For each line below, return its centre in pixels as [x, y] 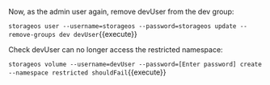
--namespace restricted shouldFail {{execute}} [88, 72]
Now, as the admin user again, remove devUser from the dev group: [121, 12]
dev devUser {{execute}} [98, 34]
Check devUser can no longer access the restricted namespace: [116, 50]
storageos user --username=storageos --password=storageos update [122, 26]
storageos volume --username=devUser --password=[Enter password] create [135, 64]
